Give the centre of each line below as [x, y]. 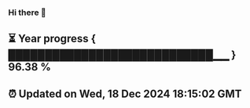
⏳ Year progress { [52, 39]
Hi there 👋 [28, 13]
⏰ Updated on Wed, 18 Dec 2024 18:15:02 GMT [125, 94]
